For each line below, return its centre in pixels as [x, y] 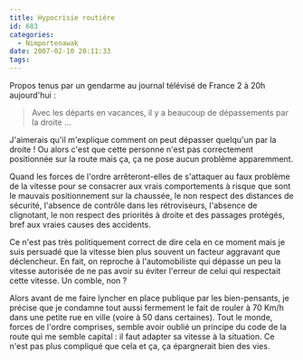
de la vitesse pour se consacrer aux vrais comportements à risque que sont [150, 186]
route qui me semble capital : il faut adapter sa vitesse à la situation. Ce [142, 336]
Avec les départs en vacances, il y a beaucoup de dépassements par [160, 113]
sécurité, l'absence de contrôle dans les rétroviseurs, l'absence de [133, 205]
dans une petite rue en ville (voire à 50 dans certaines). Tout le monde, [141, 317]
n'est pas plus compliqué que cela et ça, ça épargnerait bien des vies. [140, 346]
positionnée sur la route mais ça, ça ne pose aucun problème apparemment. [151, 159]
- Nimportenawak [48, 43]
